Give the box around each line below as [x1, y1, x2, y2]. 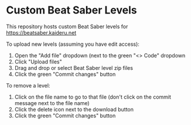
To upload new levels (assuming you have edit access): [6, 40, 139, 48]
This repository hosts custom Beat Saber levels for [6, 23, 128, 30]
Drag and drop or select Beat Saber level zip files [14, 64, 134, 71]
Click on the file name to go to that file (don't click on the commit [14, 93, 172, 100]
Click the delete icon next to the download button [14, 106, 134, 113]
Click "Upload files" [14, 58, 63, 65]
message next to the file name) [14, 99, 90, 106]
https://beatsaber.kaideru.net [6, 29, 77, 36]
